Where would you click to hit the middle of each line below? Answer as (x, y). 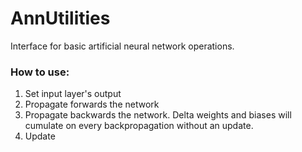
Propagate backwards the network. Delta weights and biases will (158, 115)
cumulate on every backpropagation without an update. (139, 126)
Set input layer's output (73, 94)
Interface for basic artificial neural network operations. (122, 46)
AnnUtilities (60, 18)
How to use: (40, 72)
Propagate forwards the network (92, 104)
